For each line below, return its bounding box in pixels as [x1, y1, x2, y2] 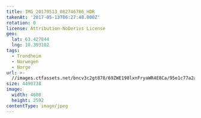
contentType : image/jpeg [6, 103, 68, 109]
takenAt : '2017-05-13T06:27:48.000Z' [6, 14, 100, 20]
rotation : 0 [6, 20, 36, 26]
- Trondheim [11, 53, 42, 59]
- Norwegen [11, 58, 39, 64]
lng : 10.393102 [11, 42, 50, 48]
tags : [6, 48, 20, 54]
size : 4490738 [6, 81, 42, 87]
